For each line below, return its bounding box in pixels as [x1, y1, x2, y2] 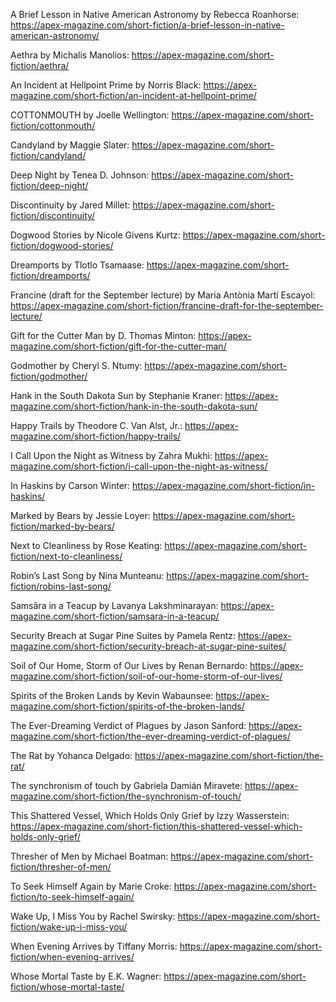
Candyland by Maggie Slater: [10, 139, 130, 151]
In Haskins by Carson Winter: [10, 480, 131, 491]
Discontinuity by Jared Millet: [10, 199, 131, 211]
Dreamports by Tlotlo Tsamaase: [10, 259, 145, 271]
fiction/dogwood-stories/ [10, 240, 114, 251]
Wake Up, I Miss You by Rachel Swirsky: [10, 910, 176, 922]
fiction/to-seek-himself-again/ [10, 891, 135, 903]
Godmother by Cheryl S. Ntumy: [10, 360, 143, 371]
